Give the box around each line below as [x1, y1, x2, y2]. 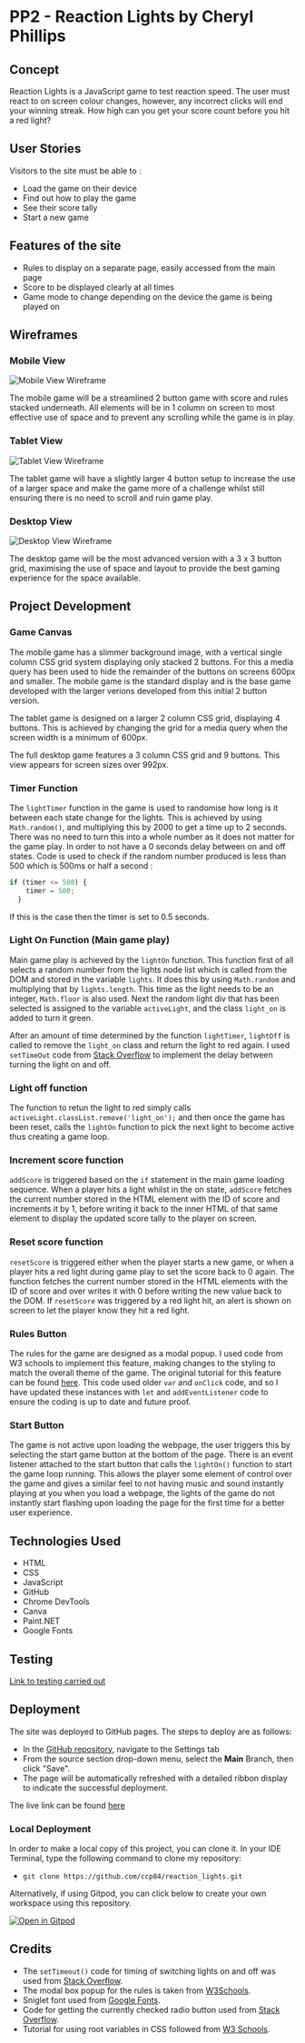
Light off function [9, 1081, 88, 1094]
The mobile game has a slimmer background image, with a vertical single [9, 647, 283, 658]
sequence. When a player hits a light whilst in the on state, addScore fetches [9, 1184, 292, 1195]
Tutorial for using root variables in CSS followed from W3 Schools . [22, 2023, 271, 2034]
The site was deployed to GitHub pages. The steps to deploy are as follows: [9, 1726, 292, 1737]
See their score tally [22, 202, 98, 213]
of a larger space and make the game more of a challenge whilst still [9, 482, 265, 493]
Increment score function [9, 1154, 124, 1166]
